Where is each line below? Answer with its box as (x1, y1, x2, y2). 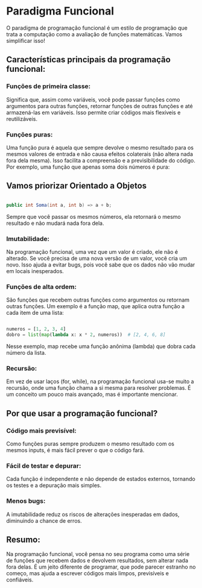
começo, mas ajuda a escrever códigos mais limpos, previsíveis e (6, 570, 169, 577)
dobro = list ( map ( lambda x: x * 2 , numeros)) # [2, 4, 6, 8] (6, 332, 166, 338)
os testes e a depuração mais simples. (6, 482, 102, 489)
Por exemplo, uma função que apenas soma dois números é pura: (6, 163, 170, 170)
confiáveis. (6, 576, 34, 584)
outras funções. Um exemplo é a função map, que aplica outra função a (6, 303, 185, 310)
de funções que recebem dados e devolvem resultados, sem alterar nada (6, 557, 189, 564)
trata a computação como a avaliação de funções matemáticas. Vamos (6, 30, 183, 37)
